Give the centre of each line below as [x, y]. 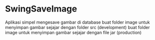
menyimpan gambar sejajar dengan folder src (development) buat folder [77, 27]
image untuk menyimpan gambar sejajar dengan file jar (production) [73, 32]
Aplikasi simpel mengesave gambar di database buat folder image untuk [77, 22]
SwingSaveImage [41, 9]
